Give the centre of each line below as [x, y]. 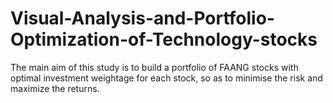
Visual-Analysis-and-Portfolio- [142, 18]
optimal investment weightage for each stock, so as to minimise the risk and [166, 78]
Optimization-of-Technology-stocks [164, 39]
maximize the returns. [55, 88]
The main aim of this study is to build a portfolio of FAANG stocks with [154, 67]
